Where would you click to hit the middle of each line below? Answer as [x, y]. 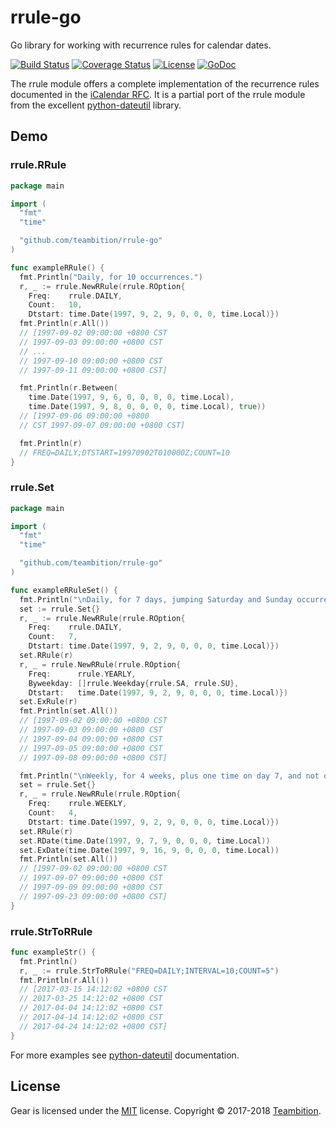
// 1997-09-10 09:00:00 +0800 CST [91, 361]
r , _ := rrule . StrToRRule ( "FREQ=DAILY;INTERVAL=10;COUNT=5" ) [149, 971]
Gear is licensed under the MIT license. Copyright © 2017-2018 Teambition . [166, 1110]
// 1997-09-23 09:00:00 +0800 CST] [93, 896]
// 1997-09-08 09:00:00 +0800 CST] [93, 757]
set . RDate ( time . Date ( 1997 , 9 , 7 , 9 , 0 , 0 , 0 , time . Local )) [145, 841]
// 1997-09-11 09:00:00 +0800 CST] [93, 370]
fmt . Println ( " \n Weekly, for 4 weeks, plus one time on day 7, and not [169, 776]
